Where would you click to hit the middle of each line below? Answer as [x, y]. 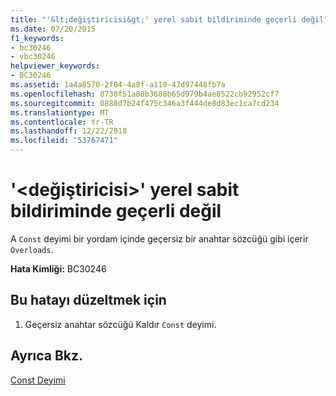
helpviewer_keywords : [55, 66]
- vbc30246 [33, 57]
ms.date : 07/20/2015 [53, 29]
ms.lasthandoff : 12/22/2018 [69, 131]
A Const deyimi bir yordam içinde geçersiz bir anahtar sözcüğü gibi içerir [159, 238]
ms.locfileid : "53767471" [64, 141]
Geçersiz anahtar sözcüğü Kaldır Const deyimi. [120, 324]
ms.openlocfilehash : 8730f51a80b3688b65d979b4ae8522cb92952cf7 [145, 94]
